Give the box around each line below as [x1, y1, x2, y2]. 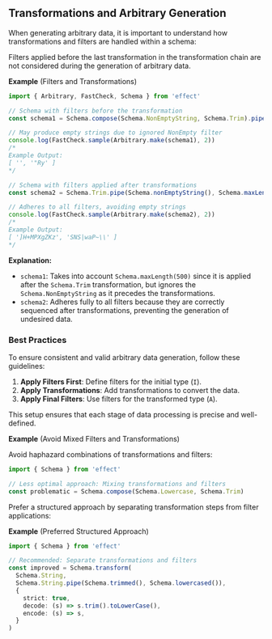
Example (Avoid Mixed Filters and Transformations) [8, 434, 181, 443]
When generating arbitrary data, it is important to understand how [8, 28, 228, 37]
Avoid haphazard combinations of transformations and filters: [8, 449, 213, 459]
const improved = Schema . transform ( [8, 564, 132, 573]
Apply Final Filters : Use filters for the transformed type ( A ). [19, 394, 218, 404]
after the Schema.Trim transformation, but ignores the [19, 279, 197, 290]
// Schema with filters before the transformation [8, 107, 183, 115]
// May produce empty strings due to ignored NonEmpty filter [8, 129, 223, 137]
